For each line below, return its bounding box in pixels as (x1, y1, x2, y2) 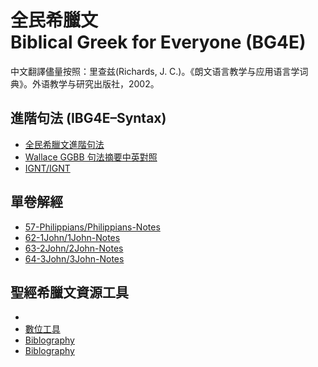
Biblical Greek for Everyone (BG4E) (10, 31, 307, 54)
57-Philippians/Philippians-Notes (24, 221, 161, 233)
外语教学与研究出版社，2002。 (31, 77, 160, 90)
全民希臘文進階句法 (24, 138, 105, 150)
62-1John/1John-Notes (24, 231, 121, 243)
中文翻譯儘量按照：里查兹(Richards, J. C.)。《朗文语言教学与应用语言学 (10, 65, 300, 77)
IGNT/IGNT (24, 162, 71, 174)
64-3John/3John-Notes (24, 252, 125, 265)
